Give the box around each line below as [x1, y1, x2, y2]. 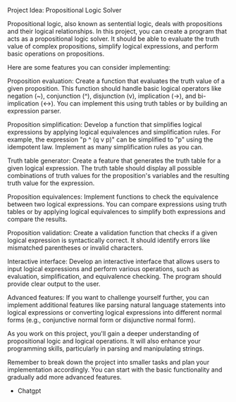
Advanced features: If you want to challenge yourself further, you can [7, 294, 209, 301]
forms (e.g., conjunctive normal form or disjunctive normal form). [7, 316, 196, 324]
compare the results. [7, 215, 68, 223]
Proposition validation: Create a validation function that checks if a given [7, 229, 218, 237]
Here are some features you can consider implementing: [7, 63, 171, 71]
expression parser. [7, 107, 61, 115]
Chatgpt [17, 387, 42, 395]
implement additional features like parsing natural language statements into [7, 301, 226, 309]
